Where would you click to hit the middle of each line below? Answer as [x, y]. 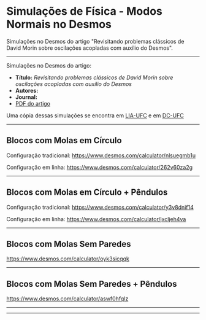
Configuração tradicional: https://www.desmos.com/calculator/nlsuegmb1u [101, 155]
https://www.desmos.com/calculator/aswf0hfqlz [67, 299]
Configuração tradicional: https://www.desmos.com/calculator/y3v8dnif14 [100, 207]
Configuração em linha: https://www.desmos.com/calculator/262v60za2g [100, 167]
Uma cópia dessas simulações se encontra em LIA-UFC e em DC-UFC [95, 115]
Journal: [26, 97]
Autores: [27, 90]
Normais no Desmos [59, 24]
